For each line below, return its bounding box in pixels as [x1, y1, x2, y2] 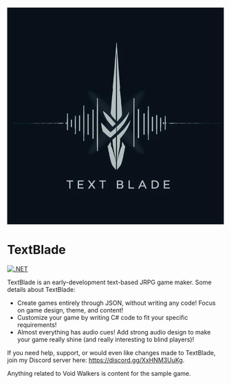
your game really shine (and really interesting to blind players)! [16, 335, 195, 343]
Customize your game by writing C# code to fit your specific [16, 313, 188, 321]
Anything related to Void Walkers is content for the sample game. [7, 369, 191, 377]
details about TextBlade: [7, 285, 76, 293]
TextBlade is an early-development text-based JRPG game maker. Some [7, 278, 212, 286]
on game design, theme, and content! [16, 306, 124, 314]
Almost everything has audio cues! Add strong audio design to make [16, 328, 211, 336]
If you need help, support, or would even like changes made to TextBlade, [7, 348, 216, 356]
